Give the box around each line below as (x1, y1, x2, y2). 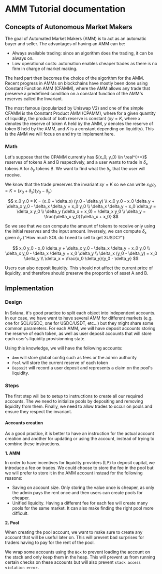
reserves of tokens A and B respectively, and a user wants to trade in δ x (5, 159, 148, 166)
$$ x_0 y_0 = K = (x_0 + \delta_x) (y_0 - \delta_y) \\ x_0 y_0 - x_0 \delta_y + (8, 198, 155, 204)
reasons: (5, 475, 23, 481)
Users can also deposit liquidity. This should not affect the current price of (5, 265, 153, 271)
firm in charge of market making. (12, 66, 77, 71)
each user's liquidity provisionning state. (5, 335, 86, 341)
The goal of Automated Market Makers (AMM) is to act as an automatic (5, 35, 147, 41)
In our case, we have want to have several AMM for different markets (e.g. (5, 315, 153, 321)
